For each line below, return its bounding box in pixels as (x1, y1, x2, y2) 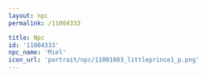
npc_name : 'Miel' (8, 49, 67, 57)
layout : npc (8, 11, 48, 20)
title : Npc (8, 34, 45, 42)
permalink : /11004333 (8, 19, 81, 27)
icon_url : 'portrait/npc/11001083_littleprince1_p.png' (8, 56, 200, 64)
